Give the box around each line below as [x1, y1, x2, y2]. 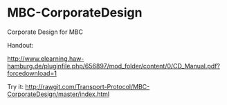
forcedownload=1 [7, 69, 57, 77]
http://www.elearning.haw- [7, 54, 84, 63]
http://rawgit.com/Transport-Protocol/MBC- [25, 82, 150, 90]
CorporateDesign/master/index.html [7, 90, 109, 98]
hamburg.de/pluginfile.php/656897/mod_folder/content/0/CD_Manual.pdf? [7, 61, 220, 70]
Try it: [7, 82, 24, 90]
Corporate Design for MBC [7, 28, 83, 36]
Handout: [7, 41, 34, 49]
